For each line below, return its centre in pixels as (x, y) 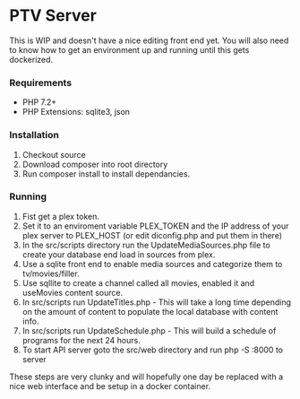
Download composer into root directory (95, 164)
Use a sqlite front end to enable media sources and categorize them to (152, 264)
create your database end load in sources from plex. (119, 254)
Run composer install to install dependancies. (106, 173)
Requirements (41, 82)
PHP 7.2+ (39, 102)
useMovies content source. (73, 292)
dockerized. (31, 59)
